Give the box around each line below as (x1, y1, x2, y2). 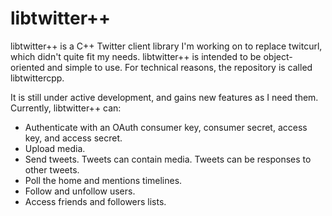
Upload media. (24, 142, 86, 154)
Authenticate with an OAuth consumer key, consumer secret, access (24, 121, 308, 133)
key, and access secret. (24, 132, 123, 144)
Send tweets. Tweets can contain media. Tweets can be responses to (24, 153, 312, 165)
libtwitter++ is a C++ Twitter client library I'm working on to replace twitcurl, (10, 40, 323, 52)
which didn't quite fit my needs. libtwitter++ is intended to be (10, 50, 262, 62)
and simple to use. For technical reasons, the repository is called (46, 61, 313, 73)
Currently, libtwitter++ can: (10, 102, 122, 114)
